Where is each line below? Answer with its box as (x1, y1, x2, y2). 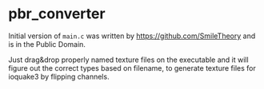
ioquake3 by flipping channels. (8, 72, 110, 81)
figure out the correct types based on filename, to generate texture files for (8, 63, 256, 72)
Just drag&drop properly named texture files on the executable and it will (8, 55, 250, 64)
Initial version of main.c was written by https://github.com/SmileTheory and (8, 31, 256, 41)
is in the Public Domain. (8, 39, 86, 48)
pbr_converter (8, 5, 106, 23)
